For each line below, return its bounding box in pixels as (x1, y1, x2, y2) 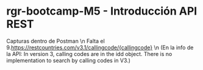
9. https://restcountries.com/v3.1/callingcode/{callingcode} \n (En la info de (6, 44, 194, 51)
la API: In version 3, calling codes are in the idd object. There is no (6, 50, 173, 57)
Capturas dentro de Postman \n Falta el (6, 37, 105, 44)
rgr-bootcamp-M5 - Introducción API (6, 4, 198, 18)
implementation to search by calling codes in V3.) (6, 57, 131, 64)
